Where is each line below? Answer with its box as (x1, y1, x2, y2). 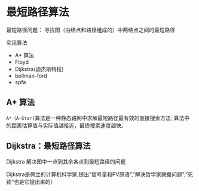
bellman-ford (14, 72, 47, 79)
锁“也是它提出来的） (6, 178, 56, 185)
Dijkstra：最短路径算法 (6, 141, 91, 151)
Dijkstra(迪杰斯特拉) (14, 65, 64, 72)
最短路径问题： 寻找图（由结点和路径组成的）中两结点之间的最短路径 (6, 26, 175, 33)
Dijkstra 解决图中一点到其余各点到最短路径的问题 (6, 158, 126, 165)
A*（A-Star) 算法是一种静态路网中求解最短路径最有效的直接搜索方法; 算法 (6, 114, 185, 121)
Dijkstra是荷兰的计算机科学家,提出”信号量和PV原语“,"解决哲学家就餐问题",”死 (6, 171, 193, 178)
